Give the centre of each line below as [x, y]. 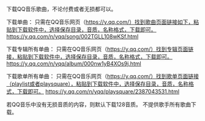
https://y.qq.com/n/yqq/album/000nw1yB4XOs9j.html [74, 64]
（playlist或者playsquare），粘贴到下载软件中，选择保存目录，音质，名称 [98, 84]
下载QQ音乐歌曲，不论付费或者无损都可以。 [61, 9]
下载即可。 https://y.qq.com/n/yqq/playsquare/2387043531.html [98, 91]
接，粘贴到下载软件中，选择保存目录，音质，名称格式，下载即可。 [89, 57]
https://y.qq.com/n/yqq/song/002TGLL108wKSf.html [73, 36]
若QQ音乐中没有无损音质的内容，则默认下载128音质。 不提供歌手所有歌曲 [99, 105]
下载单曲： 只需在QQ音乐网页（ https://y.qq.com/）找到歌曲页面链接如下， [100, 22]
